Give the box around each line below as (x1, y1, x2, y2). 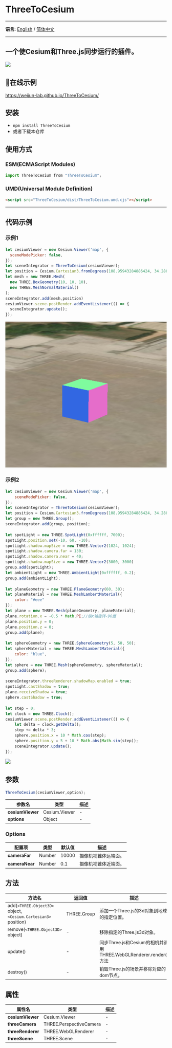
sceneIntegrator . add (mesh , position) (5, 296, 83, 301)
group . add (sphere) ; (5, 668, 47, 673)
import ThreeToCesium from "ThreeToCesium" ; (5, 173, 102, 178)
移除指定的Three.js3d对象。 (99, 929, 159, 935)
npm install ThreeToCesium (12, 123, 71, 128)
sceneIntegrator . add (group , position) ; (5, 522, 91, 527)
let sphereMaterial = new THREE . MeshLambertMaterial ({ (5, 646, 125, 651)
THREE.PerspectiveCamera (43, 1021, 101, 1027)
